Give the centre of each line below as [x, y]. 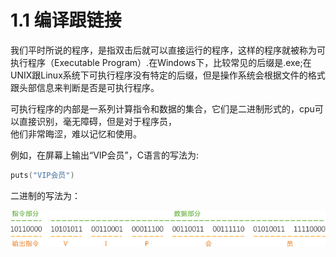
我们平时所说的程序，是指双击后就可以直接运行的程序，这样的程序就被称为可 [168, 50]
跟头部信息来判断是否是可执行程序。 [85, 87]
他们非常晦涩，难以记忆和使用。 [76, 133]
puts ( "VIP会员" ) [42, 175]
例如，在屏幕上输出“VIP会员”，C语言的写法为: [104, 155]
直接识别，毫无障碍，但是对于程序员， [97, 121]
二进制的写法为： [45, 195]
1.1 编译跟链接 [66, 20]
